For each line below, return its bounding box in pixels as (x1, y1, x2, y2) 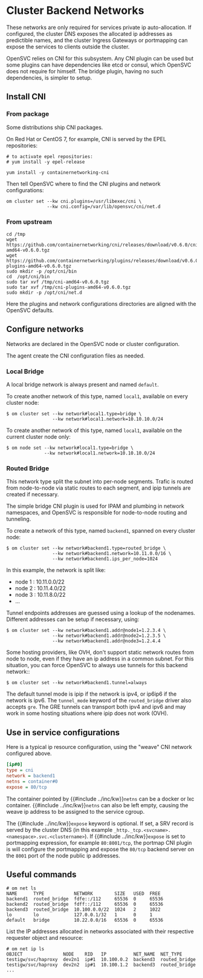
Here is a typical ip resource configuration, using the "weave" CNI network (6, 743, 192, 751)
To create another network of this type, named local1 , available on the (6, 427, 182, 434)
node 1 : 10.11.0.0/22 (14, 578, 65, 585)
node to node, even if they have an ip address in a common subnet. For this (6, 655, 195, 662)
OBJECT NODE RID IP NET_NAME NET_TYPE (6, 951, 182, 957)
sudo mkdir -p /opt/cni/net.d (6, 289, 83, 296)
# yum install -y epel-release (6, 159, 85, 165)
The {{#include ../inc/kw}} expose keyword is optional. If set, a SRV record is (6, 819, 194, 827)
